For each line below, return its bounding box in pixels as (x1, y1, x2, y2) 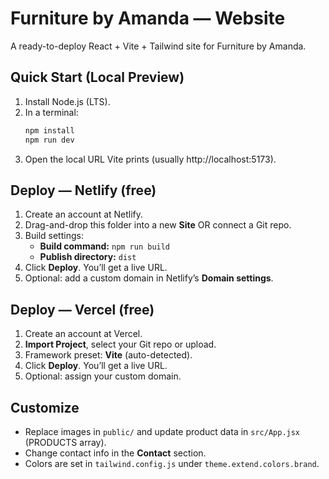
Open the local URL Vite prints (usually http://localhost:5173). (24, 153, 277, 165)
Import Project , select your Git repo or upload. (24, 338, 217, 351)
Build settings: (24, 230, 84, 242)
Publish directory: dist (39, 251, 137, 263)
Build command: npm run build (39, 240, 171, 252)
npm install (24, 125, 75, 136)
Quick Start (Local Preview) (10, 69, 185, 86)
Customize (10, 399, 80, 416)
